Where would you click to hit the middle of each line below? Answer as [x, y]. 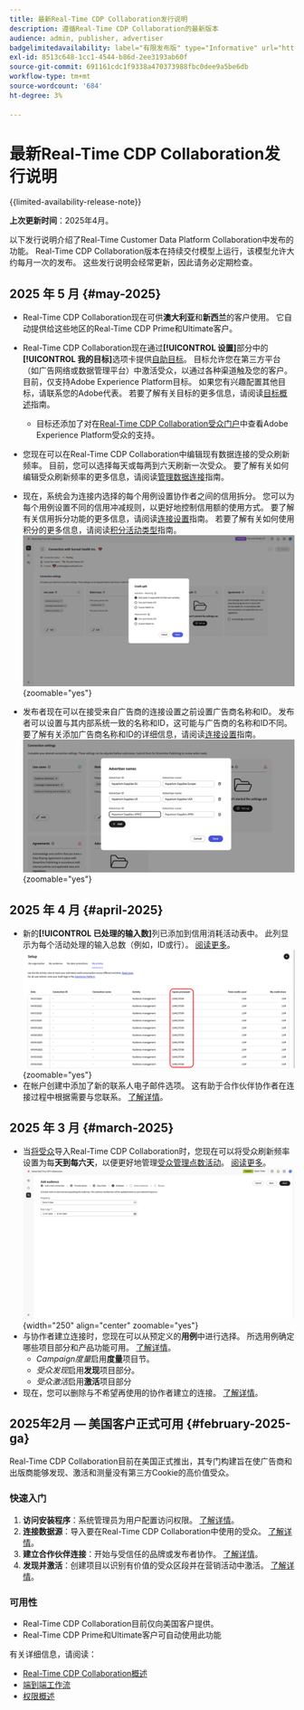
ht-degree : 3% [36, 95]
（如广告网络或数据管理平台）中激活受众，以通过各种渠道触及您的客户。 [157, 370]
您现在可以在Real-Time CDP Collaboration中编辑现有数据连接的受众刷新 [156, 454]
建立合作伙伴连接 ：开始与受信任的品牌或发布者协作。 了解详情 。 [142, 1553]
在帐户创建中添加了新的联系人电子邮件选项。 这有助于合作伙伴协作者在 [154, 1085]
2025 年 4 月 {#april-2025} [86, 910]
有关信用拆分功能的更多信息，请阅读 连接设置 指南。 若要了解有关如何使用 [158, 519]
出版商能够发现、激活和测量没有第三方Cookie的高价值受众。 [122, 1473]
